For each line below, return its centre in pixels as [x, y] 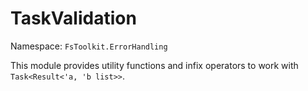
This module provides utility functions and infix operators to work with [154, 65]
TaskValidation [73, 18]
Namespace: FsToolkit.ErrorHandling [89, 46]
